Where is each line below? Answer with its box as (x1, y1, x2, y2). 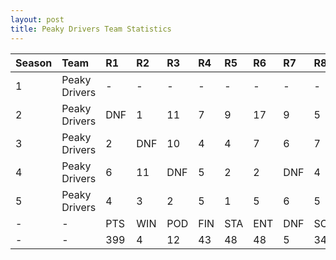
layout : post (10, 14, 65, 25)
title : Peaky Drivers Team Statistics (10, 24, 172, 34)
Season (15, 56, 53, 70)
